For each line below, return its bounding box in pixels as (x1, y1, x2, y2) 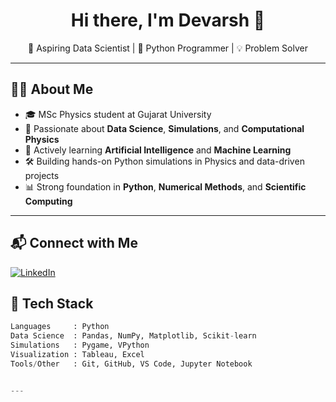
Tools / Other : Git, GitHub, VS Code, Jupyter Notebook (10, 359, 253, 369)
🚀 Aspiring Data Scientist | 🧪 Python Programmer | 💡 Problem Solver (28, 42, 308, 54)
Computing (24, 195, 73, 207)
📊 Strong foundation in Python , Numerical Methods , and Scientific (24, 180, 307, 193)
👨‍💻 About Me (10, 81, 94, 98)
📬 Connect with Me (10, 235, 138, 252)
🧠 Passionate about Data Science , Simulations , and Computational (24, 122, 305, 134)
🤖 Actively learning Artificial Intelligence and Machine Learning (24, 144, 292, 156)
